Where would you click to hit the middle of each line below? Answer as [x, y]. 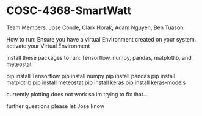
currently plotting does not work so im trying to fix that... [77, 94]
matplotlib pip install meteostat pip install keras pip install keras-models [96, 82]
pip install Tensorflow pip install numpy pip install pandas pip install [91, 76]
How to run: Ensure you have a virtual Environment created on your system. [101, 39]
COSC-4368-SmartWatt [69, 11]
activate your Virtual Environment [48, 46]
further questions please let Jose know [56, 106]
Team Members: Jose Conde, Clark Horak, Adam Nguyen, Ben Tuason [95, 27]
